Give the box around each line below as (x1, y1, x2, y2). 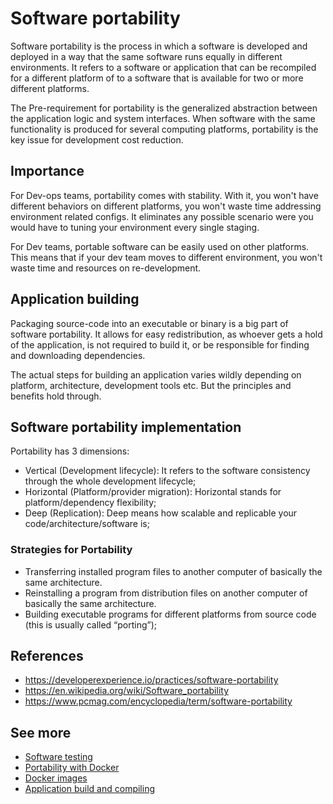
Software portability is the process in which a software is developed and (10, 40, 308, 52)
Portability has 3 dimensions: (10, 445, 130, 457)
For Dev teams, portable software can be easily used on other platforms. (10, 240, 310, 252)
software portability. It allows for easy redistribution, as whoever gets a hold (10, 328, 323, 340)
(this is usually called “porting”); (24, 618, 158, 631)
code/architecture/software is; (24, 518, 150, 530)
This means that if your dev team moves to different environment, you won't (10, 251, 323, 263)
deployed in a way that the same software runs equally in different (10, 50, 283, 62)
